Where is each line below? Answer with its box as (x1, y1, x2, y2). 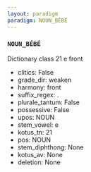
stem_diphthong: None (17, 142, 84, 152)
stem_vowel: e (17, 121, 59, 129)
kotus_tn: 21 (17, 128, 53, 136)
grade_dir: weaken (17, 75, 72, 84)
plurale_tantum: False (17, 98, 80, 106)
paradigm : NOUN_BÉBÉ (7, 17, 68, 24)
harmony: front (17, 82, 61, 92)
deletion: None (17, 158, 61, 166)
